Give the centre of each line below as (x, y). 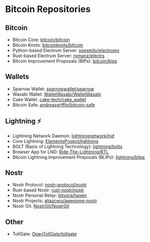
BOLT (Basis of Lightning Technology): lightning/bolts (67, 146)
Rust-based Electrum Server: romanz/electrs (58, 56)
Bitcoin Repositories (48, 9)
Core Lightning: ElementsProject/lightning (55, 141)
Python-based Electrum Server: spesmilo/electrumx (66, 50)
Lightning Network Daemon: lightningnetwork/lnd (63, 136)
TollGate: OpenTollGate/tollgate (44, 234)
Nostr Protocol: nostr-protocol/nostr (49, 185)
